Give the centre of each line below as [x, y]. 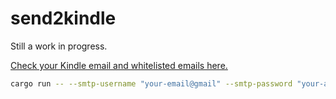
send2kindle [63, 18]
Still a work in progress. [59, 46]
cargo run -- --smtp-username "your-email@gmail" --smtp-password [151, 83]
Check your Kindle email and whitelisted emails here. [119, 65]
